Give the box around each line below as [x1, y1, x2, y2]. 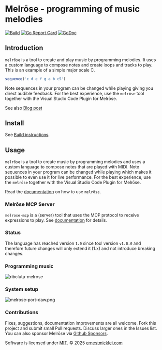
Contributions [5, 309, 39, 316]
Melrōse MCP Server [5, 201, 55, 208]
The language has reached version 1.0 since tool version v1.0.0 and [5, 240, 141, 246]
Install [5, 119, 24, 127]
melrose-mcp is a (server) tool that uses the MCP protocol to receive [5, 212, 139, 218]
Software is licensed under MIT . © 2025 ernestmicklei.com [5, 340, 123, 346]
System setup [5, 286, 39, 293]
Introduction [5, 44, 44, 52]
